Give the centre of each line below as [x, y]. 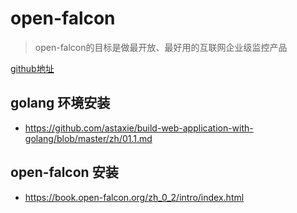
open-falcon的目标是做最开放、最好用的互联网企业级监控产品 [161, 47]
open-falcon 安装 [64, 172]
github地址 [32, 68]
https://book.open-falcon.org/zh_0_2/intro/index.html [134, 197]
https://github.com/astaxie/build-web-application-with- [139, 128]
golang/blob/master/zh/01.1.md [88, 138]
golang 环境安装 [60, 103]
